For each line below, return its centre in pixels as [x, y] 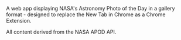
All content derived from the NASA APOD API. [61, 32]
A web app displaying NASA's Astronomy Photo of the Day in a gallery [90, 8]
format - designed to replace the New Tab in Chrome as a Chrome [86, 14]
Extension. [19, 21]
